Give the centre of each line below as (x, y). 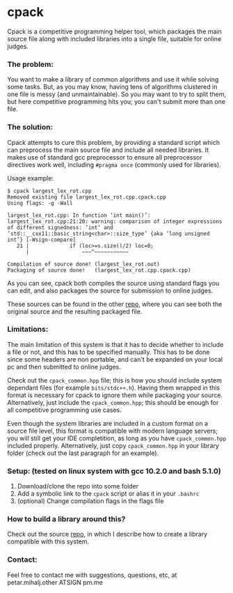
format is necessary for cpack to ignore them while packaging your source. (115, 395)
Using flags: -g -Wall (40, 203)
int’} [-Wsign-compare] (42, 240)
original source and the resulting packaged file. (75, 311)
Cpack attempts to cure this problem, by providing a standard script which (114, 142)
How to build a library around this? (66, 519)
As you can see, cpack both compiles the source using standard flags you (113, 283)
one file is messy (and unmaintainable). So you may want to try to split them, (117, 94)
